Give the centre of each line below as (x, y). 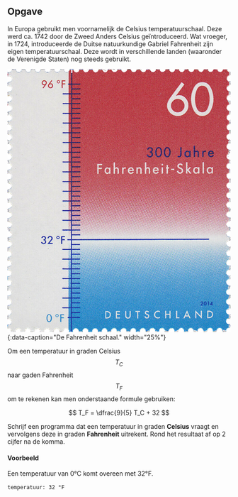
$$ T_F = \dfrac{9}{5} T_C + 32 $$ (119, 413)
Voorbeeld (23, 458)
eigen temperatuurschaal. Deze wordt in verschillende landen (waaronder (115, 51)
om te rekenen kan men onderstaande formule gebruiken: (91, 399)
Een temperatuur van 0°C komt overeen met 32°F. (80, 474)
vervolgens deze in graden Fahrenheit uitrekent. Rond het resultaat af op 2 (117, 434)
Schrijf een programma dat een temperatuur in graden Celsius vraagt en (113, 427)
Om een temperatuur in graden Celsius (64, 351)
